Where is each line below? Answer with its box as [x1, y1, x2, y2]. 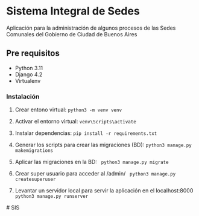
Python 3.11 [14, 64, 43, 71]
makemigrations [14, 148, 54, 154]
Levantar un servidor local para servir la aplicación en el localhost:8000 [14, 187, 194, 194]
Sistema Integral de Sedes [6, 4, 140, 18]
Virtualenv [14, 77, 41, 84]
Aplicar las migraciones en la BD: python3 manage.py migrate [14, 159, 169, 166]
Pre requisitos [6, 48, 60, 59]
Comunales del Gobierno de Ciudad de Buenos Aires [6, 30, 137, 38]
